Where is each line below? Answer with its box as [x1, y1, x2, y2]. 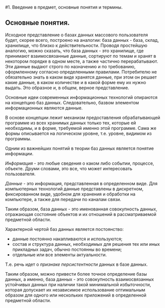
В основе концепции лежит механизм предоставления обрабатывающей [5, 114, 161, 120]
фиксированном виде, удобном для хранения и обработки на [5, 191, 136, 197]
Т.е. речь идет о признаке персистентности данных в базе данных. [5, 261, 148, 267]
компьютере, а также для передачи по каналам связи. [5, 196, 121, 202]
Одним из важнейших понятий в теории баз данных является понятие [5, 145, 154, 151]
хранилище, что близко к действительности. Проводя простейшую [5, 42, 148, 48]
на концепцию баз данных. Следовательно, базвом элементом [5, 100, 139, 105]
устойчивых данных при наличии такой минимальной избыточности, [5, 281, 151, 288]
